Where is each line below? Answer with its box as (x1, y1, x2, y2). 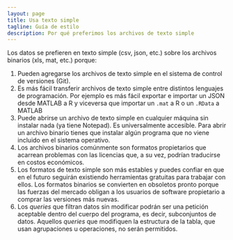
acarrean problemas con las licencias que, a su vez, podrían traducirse (17, 151, 220, 159)
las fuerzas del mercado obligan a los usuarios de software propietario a (17, 188, 225, 196)
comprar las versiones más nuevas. (17, 195, 120, 204)
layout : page (7, 10, 45, 17)
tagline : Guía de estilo (7, 23, 79, 30)
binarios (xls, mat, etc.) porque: (7, 56, 97, 65)
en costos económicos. (17, 158, 85, 167)
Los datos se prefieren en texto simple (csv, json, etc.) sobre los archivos (7, 49, 217, 57)
